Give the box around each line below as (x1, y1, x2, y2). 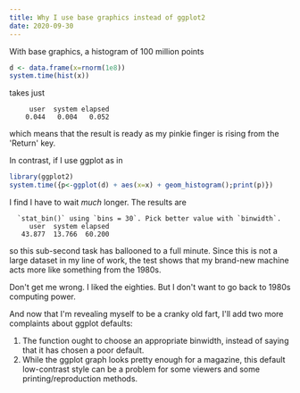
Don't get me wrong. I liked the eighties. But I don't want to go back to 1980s (9, 282, 291, 292)
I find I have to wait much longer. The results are (9, 197, 187, 207)
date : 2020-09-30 (9, 21, 74, 30)
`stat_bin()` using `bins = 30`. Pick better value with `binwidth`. (17, 214, 281, 223)
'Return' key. (9, 138, 56, 148)
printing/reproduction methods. (21, 373, 138, 384)
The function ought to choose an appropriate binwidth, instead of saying (21, 336, 289, 346)
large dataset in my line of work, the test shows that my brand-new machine (9, 255, 289, 265)
